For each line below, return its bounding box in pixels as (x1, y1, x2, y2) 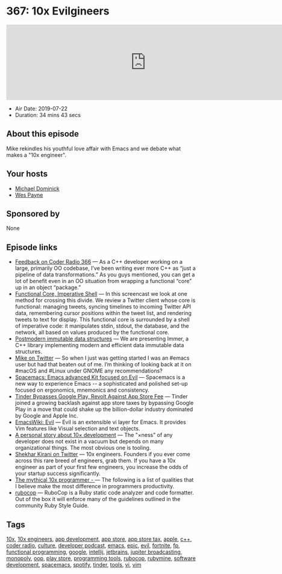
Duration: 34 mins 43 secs (14, 111, 81, 118)
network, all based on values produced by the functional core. (14, 329, 170, 336)
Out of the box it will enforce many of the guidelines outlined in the (14, 496, 181, 503)
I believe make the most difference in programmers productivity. (14, 483, 175, 490)
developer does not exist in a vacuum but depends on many (14, 438, 164, 445)
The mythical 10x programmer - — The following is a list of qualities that (14, 476, 194, 483)
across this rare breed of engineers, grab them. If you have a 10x (14, 457, 176, 464)
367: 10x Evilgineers (6, 4, 110, 18)
